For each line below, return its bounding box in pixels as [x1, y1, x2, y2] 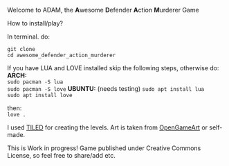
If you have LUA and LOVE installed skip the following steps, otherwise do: [7, 64, 219, 72]
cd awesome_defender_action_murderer [7, 52, 116, 59]
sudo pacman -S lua [7, 79, 64, 85]
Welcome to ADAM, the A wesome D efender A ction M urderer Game [7, 6, 199, 14]
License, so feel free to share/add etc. [7, 152, 116, 159]
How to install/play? [7, 19, 64, 27]
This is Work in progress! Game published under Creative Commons [7, 144, 201, 152]
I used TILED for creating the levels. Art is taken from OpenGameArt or [7, 123, 208, 132]
